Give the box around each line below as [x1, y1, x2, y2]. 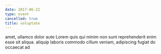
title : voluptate [5, 20, 40, 26]
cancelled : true [5, 16, 38, 21]
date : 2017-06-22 [5, 7, 40, 12]
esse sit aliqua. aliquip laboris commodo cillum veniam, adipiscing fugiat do [5, 39, 156, 45]
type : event [5, 12, 29, 17]
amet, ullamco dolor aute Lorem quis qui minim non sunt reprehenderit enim [5, 34, 157, 40]
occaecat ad [5, 44, 30, 50]
